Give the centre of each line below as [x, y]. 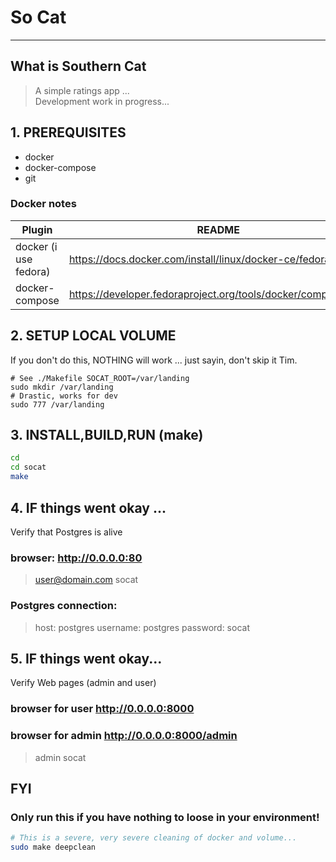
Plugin [37, 229]
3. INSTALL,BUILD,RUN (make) [107, 435]
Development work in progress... [102, 101]
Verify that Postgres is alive [66, 532]
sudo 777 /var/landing [57, 404]
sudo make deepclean [53, 847]
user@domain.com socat [86, 580]
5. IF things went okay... [86, 658]
